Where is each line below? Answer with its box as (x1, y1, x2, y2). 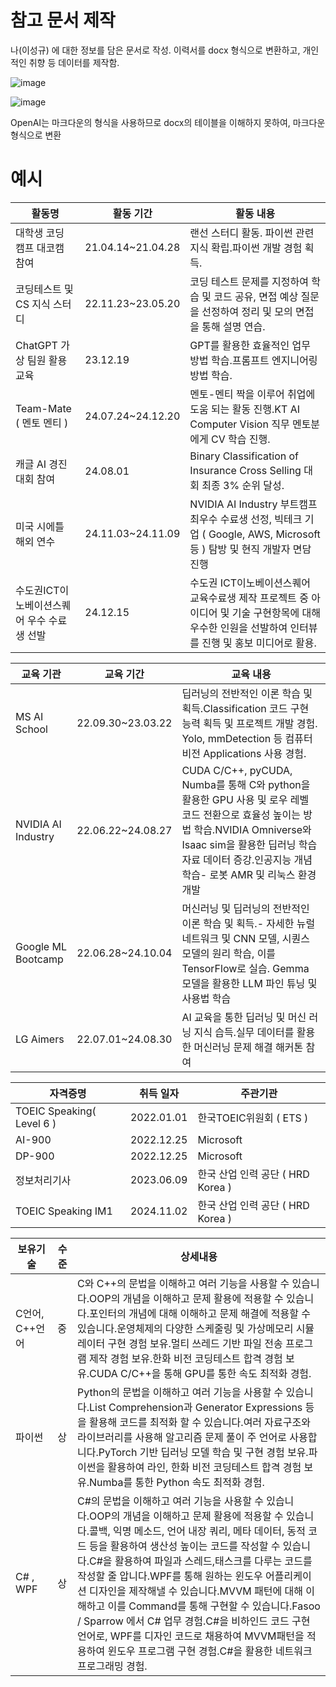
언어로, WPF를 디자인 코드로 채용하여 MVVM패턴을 (77, 1629, 305, 1643)
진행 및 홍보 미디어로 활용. (201, 636, 317, 650)
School (15, 722, 48, 736)
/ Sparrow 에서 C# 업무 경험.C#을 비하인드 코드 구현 (77, 1614, 311, 1628)
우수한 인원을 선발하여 (189, 621, 288, 635)
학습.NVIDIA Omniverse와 (193, 822, 312, 836)
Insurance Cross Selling (189, 463, 302, 477)
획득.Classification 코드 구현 (181, 701, 310, 715)
